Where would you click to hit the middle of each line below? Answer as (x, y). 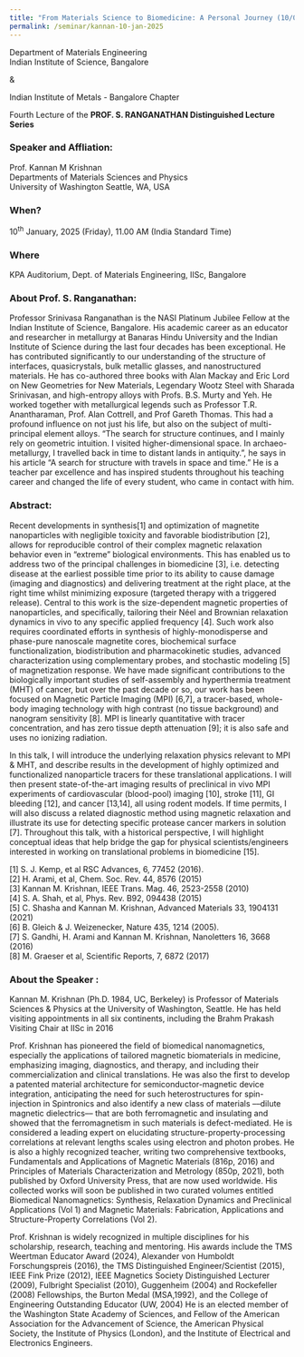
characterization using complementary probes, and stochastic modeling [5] (150, 660)
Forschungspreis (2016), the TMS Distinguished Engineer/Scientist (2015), (147, 1265)
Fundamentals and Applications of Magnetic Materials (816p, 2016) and (142, 1161)
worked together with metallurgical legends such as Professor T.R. (133, 405)
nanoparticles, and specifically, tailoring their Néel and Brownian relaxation (149, 612)
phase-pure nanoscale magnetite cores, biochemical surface (123, 641)
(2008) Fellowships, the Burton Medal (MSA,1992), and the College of (139, 1294)
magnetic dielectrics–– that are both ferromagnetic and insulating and (139, 1113)
